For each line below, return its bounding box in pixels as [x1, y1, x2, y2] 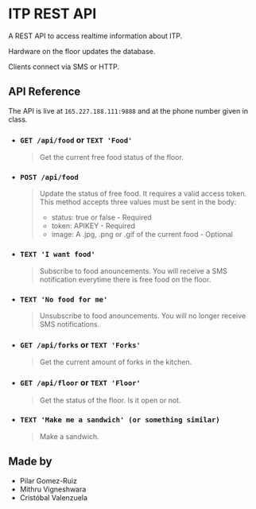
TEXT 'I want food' [19, 250, 95, 259]
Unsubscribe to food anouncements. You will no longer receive [39, 311, 246, 321]
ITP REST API [8, 5, 97, 23]
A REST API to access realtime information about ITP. [8, 31, 183, 41]
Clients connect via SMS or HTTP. [8, 61, 120, 72]
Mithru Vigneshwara [19, 484, 87, 494]
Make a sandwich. [39, 431, 99, 441]
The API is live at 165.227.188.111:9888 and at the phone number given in [8, 106, 249, 115]
